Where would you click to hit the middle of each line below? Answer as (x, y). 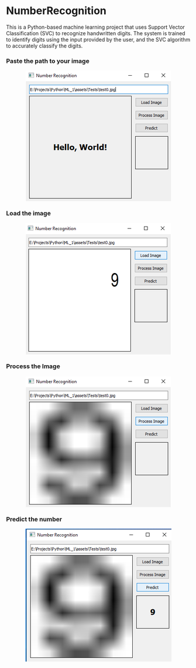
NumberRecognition (56, 11)
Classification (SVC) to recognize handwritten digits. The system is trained (96, 33)
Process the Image (33, 366)
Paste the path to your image (48, 61)
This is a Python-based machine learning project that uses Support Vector (96, 27)
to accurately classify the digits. (44, 46)
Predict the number (34, 519)
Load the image (28, 214)
